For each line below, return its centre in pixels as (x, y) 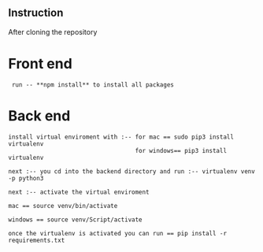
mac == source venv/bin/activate (63, 206)
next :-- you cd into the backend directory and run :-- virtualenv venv (132, 171)
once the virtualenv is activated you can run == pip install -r (117, 233)
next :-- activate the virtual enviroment (79, 192)
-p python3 (26, 178)
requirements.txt (37, 240)
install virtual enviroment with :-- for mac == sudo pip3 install (121, 137)
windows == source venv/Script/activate (76, 220)
